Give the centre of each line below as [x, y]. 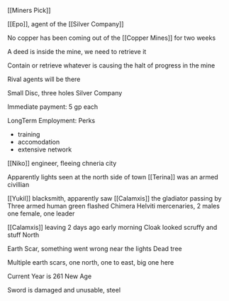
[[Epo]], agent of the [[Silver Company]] [66, 24]
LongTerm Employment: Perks [51, 121]
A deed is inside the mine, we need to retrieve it [77, 52]
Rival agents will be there [44, 79]
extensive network [45, 149]
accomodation [39, 142]
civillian [18, 185]
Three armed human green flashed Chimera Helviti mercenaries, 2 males [113, 206]
